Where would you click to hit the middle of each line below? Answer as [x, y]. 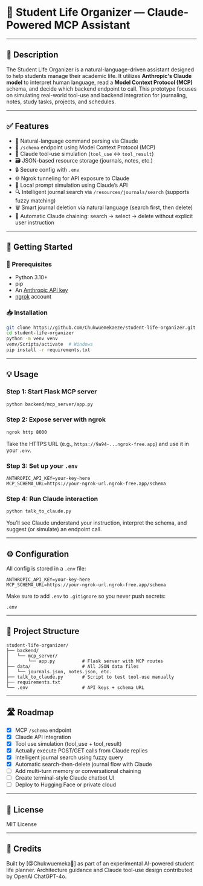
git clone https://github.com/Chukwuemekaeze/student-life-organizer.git [101, 328]
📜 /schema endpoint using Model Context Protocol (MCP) [85, 147]
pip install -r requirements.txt [48, 350]
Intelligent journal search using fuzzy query [69, 757]
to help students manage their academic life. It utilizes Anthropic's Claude [99, 76]
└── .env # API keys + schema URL [76, 687]
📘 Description [32, 55]
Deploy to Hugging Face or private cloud [66, 784]
